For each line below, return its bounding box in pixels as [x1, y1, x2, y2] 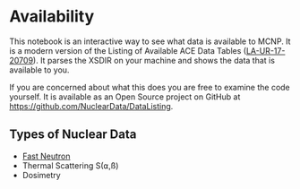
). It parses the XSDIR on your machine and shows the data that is [32, 55, 276, 65]
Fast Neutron [21, 150, 71, 161]
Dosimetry [21, 169, 61, 180]
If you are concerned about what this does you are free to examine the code [9, 82, 291, 92]
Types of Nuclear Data [9, 127, 137, 142]
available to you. [9, 64, 70, 75]
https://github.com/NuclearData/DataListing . [9, 100, 174, 111]
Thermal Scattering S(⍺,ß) [21, 159, 119, 171]
